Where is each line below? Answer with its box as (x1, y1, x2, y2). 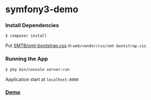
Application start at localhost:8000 (5, 76, 79, 82)
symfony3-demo (5, 4, 78, 15)
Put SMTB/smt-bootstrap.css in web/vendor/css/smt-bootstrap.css (5, 42, 146, 49)
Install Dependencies (5, 22, 59, 29)
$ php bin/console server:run (5, 67, 70, 72)
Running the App (5, 55, 48, 62)
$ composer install (5, 33, 47, 39)
